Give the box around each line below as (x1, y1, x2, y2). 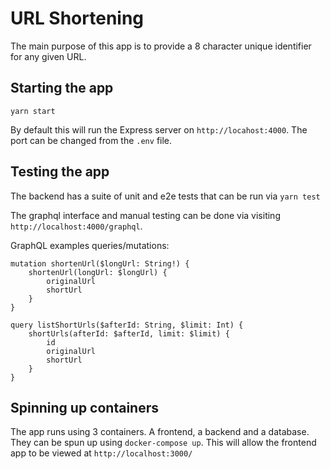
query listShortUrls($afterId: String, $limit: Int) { (10, 320, 244, 330)
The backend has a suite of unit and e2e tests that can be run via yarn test (10, 190, 321, 202)
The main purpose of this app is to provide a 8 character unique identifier (10, 40, 312, 52)
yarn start (10, 106, 56, 116)
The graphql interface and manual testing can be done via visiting (10, 209, 281, 221)
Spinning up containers (10, 399, 159, 416)
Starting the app (10, 80, 114, 97)
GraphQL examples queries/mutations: (10, 239, 170, 251)
